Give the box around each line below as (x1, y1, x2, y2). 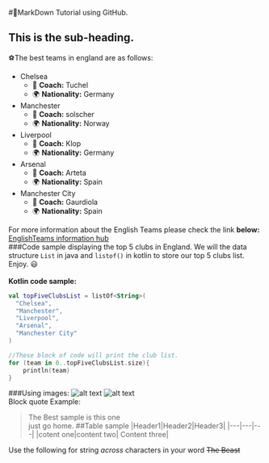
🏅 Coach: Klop (32, 138, 82, 148)
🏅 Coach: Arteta (32, 168, 86, 177)
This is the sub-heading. (8, 31, 135, 44)
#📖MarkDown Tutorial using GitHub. (8, 8, 128, 17)
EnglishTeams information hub (8, 233, 109, 243)
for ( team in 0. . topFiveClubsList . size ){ (8, 359, 150, 367)
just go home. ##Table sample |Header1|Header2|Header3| (27, 421, 226, 431)
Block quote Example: (8, 397, 81, 407)
